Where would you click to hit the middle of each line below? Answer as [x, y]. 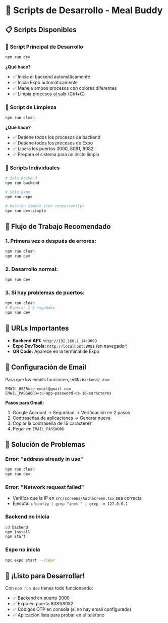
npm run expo [19, 197]
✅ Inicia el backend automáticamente [51, 77]
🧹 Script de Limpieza [31, 107]
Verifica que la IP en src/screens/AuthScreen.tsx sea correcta [77, 498]
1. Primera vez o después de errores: [51, 241]
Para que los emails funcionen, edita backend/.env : [58, 379]
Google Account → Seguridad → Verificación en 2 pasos [71, 412]
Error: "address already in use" [44, 459]
